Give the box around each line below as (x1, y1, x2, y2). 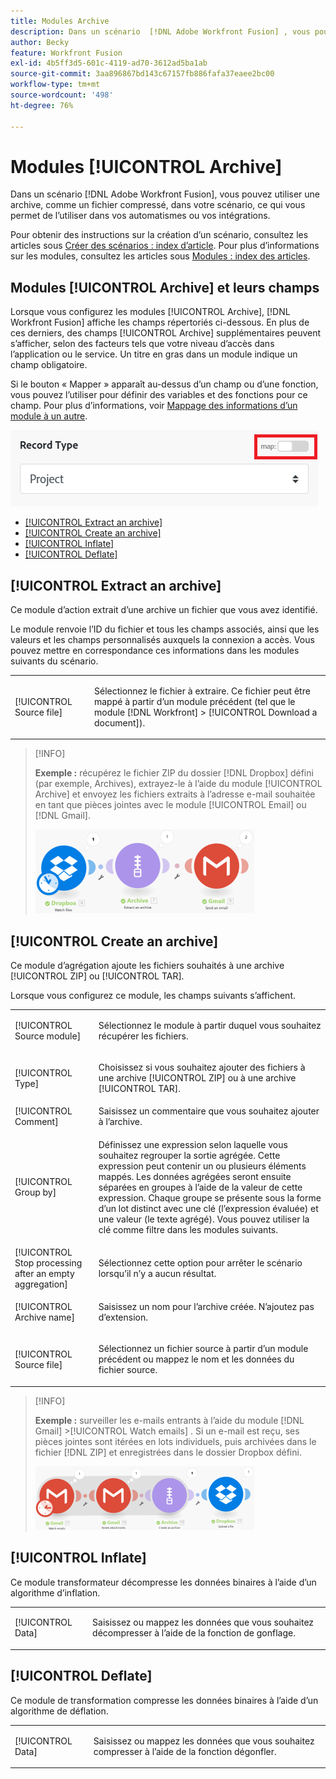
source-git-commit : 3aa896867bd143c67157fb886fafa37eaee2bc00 (10, 69, 275, 79)
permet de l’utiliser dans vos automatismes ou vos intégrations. (10, 210, 271, 222)
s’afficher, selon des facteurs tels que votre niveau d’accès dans (10, 338, 275, 350)
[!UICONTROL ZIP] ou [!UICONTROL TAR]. (10, 970, 185, 982)
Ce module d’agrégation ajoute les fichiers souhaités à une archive (10, 960, 285, 972)
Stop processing (14, 1256, 83, 1269)
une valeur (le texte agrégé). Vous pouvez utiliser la (98, 1213, 310, 1225)
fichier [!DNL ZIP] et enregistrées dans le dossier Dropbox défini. (34, 1446, 302, 1458)
